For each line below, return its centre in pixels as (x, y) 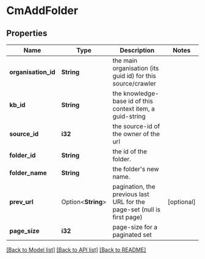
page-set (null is (136, 210)
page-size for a (135, 227)
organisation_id (33, 72)
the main (125, 60)
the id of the (130, 151)
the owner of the (136, 134)
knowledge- (141, 93)
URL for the (129, 202)
